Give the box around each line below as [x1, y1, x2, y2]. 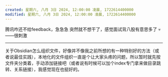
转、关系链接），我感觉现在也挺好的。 [5, 66, 82, 72]
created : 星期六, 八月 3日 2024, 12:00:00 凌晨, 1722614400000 [5, 7, 134, 12]
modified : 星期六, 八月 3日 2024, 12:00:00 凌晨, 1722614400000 [5, 12, 136, 17]
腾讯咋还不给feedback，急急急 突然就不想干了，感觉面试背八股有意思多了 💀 [5, 26, 161, 32]
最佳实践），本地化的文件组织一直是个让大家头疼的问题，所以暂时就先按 [13, 54, 161, 60]
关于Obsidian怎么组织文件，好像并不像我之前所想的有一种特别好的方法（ [5, 48, 155, 54]
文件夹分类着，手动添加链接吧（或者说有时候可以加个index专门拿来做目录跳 [5, 60, 161, 66]
